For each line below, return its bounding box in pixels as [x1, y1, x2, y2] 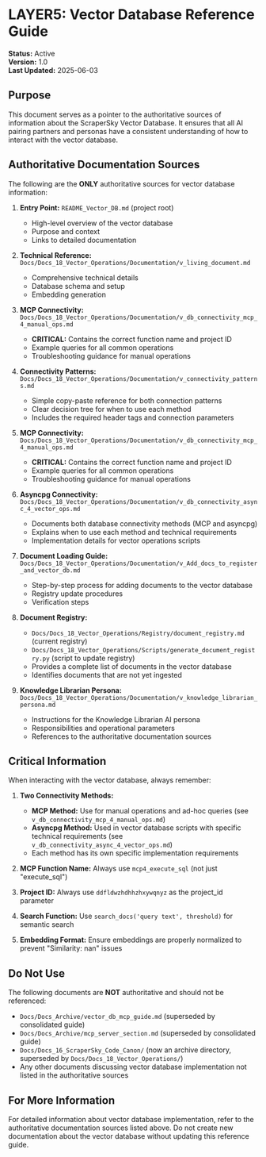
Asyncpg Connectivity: [19, 490, 98, 499]
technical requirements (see [31, 832, 123, 841]
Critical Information [8, 754, 107, 767]
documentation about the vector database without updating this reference [8, 1132, 249, 1140]
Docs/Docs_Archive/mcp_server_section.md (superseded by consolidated [19, 1028, 256, 1038]
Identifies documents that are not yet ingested [31, 670, 182, 679]
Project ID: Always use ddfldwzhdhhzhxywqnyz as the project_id [19, 887, 223, 898]
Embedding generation [31, 290, 107, 299]
